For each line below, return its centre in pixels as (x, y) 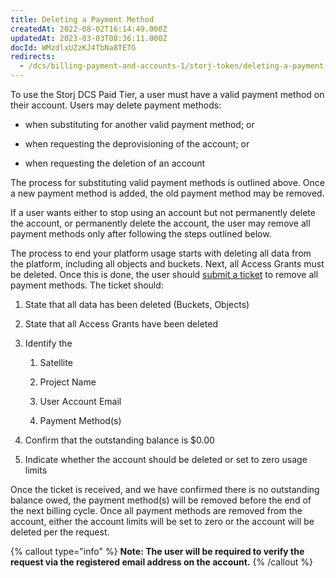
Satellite (56, 362)
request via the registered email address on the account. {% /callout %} (161, 562)
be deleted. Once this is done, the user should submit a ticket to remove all (164, 274)
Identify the (48, 343)
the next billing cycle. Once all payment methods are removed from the (156, 510)
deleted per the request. (60, 532)
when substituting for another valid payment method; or (139, 124)
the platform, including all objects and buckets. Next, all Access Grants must (167, 264)
